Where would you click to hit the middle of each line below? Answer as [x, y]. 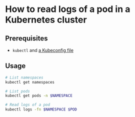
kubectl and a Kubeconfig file [43, 50]
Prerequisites [26, 38]
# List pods [17, 91]
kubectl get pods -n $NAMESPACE [39, 96]
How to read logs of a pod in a [68, 9]
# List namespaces [24, 77]
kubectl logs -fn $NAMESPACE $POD [41, 109]
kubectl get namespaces [30, 82]
